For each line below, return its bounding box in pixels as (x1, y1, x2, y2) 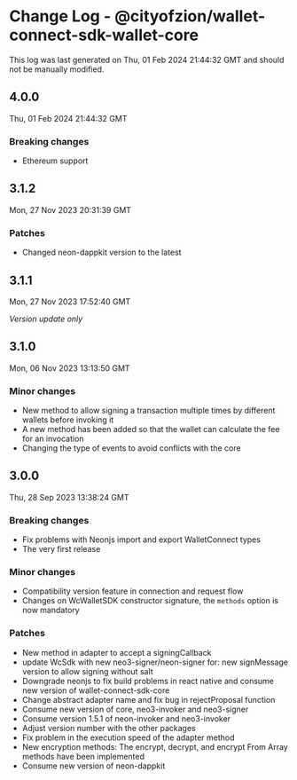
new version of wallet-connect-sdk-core (21, 685, 170, 696)
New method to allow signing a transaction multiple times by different (21, 406, 276, 416)
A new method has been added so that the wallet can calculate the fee (21, 424, 280, 435)
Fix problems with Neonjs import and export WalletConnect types (21, 534, 262, 545)
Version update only (9, 313, 83, 324)
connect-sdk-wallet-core (9, 25, 199, 45)
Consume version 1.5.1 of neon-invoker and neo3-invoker (21, 713, 231, 724)
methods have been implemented (21, 751, 145, 761)
